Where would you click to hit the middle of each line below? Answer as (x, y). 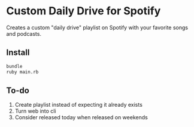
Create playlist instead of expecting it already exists (78, 105)
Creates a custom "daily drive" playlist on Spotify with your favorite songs (97, 27)
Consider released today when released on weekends (81, 117)
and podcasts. (24, 33)
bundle (14, 66)
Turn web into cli (35, 111)
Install (18, 53)
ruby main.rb (22, 72)
